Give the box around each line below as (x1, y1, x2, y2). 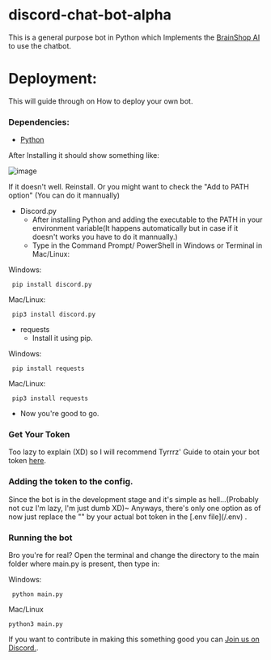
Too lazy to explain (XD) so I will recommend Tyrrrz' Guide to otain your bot (8, 447, 260, 457)
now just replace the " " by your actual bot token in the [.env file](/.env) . (8, 512, 248, 522)
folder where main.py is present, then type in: (8, 559, 160, 568)
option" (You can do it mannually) (8, 190, 120, 200)
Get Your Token (8, 429, 70, 441)
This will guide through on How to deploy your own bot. (8, 96, 193, 106)
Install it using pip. (32, 334, 93, 343)
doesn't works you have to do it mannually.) (32, 232, 178, 242)
